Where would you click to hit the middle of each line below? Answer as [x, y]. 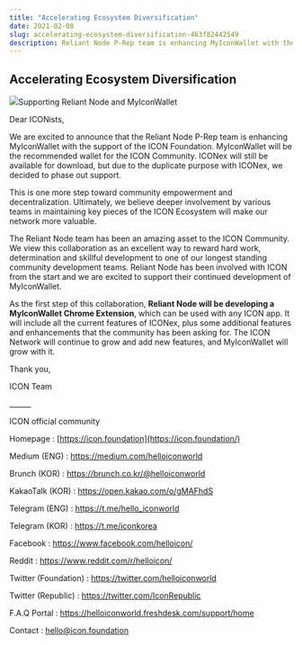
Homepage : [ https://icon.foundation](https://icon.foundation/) [125, 439]
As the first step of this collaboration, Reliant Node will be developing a [142, 304]
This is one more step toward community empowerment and [121, 193]
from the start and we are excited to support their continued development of [151, 277]
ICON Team [31, 387]
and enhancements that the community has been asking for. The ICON [140, 333]
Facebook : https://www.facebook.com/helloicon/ [101, 543]
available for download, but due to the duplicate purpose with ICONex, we [146, 166]
